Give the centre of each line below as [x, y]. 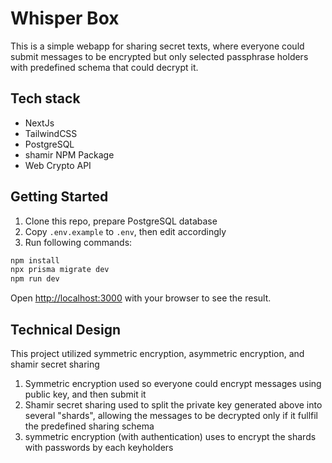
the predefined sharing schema [89, 426]
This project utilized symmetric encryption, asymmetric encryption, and [157, 353]
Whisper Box [65, 18]
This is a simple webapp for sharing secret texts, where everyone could [157, 46]
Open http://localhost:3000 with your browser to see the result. [141, 298]
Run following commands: [78, 242]
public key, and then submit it [85, 394]
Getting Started [59, 197]
